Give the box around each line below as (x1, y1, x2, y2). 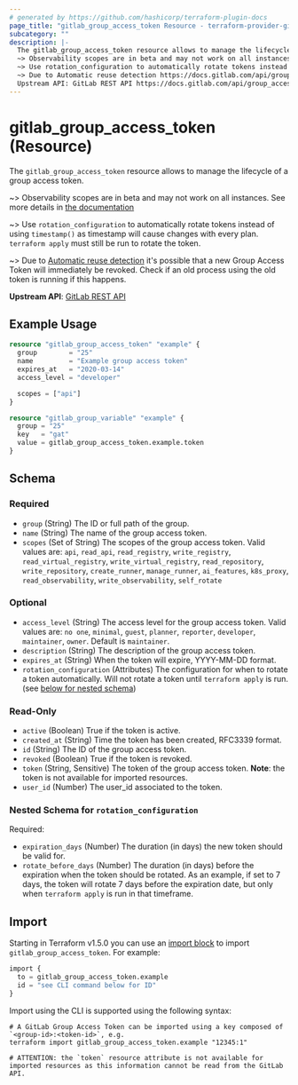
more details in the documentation (9, 202, 135, 212)
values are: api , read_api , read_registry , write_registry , (21, 546, 231, 557)
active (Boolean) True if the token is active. (21, 725, 181, 736)
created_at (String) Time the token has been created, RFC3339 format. (21, 734, 282, 746)
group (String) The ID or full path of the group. (21, 518, 190, 528)
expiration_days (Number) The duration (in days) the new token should (21, 841, 283, 852)
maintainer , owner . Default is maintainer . (21, 636, 170, 646)
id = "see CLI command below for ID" (17, 981, 157, 990)
